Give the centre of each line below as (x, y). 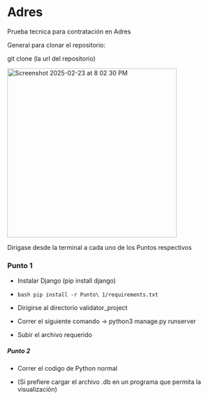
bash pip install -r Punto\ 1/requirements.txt (88, 295)
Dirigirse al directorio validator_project (72, 308)
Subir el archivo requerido (55, 335)
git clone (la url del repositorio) (52, 58)
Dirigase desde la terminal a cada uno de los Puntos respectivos (99, 247)
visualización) (37, 390)
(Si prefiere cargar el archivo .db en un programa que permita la (109, 382)
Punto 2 (19, 350)
